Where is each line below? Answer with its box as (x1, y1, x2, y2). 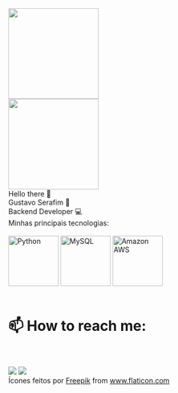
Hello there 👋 (8, 189, 52, 198)
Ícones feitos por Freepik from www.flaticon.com (8, 375, 170, 385)
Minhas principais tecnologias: (8, 218, 110, 228)
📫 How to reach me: (8, 317, 147, 335)
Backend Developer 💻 (8, 207, 83, 216)
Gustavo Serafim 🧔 (8, 197, 71, 207)
